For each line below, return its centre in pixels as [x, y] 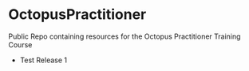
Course [20, 44]
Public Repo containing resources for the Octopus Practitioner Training [125, 36]
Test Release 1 [43, 60]
